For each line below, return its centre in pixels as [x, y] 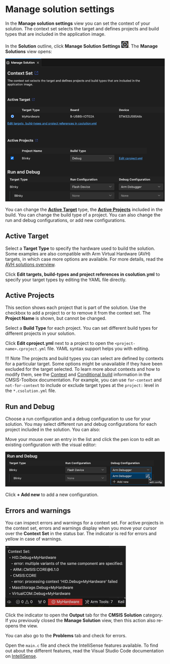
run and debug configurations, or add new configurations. [66, 220]
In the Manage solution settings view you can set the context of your [78, 23]
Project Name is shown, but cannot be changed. [56, 318]
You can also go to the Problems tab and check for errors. [66, 635]
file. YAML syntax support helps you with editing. [98, 349]
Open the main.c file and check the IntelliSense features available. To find [82, 645]
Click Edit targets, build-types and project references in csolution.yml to [83, 274]
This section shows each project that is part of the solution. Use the [76, 307]
